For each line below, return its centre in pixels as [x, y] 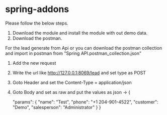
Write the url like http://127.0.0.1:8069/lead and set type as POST [79, 73]
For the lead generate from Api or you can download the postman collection [84, 48]
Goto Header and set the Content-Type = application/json [72, 82]
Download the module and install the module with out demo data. [80, 33]
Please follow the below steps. [37, 23]
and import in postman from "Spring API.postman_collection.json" [73, 53]
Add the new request [34, 63]
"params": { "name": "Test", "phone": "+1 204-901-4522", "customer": [85, 102]
